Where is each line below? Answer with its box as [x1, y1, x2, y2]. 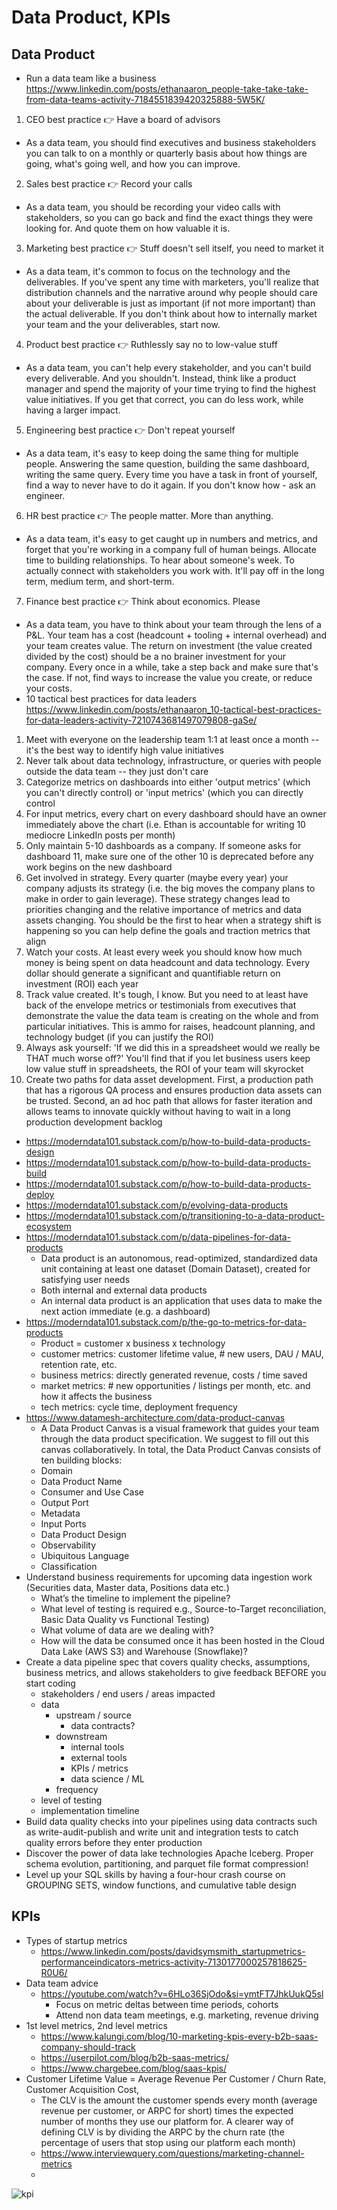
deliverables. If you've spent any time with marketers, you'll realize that [25, 276, 319, 288]
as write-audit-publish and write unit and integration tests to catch [25, 1826, 299, 1838]
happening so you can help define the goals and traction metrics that [25, 925, 311, 936]
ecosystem [25, 1221, 72, 1232]
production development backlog [25, 1116, 163, 1128]
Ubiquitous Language [40, 1550, 130, 1561]
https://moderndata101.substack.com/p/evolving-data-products [25, 1199, 289, 1211]
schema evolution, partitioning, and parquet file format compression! [25, 1858, 309, 1870]
